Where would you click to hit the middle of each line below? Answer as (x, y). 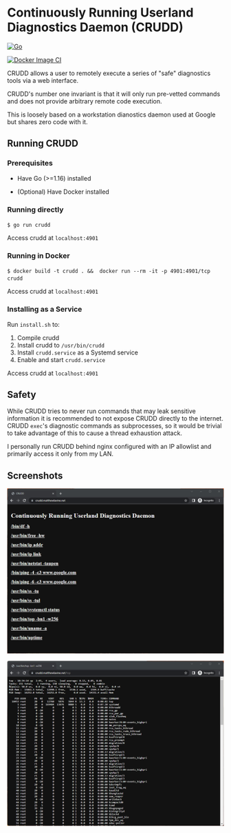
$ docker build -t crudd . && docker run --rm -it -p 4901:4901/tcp (109, 271)
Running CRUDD (43, 144)
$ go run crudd (29, 225)
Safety (22, 394)
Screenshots (35, 475)
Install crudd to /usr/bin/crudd (61, 345)
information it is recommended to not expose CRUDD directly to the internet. (115, 419)
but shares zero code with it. (47, 121)
